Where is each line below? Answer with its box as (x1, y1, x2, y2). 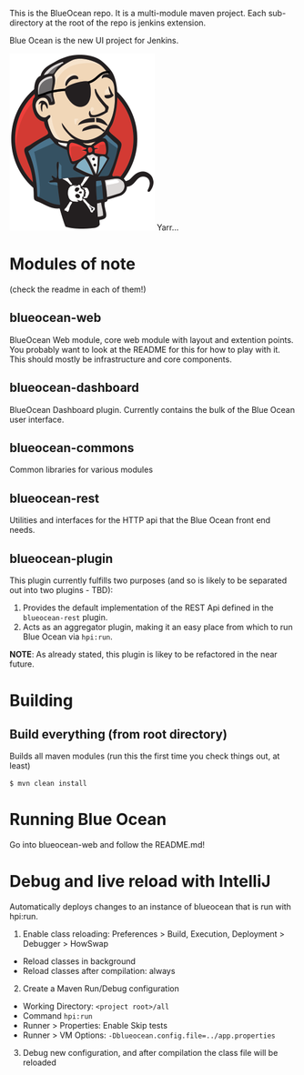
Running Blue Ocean (9, 809, 167, 830)
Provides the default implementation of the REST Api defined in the (22, 602, 274, 613)
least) (9, 760, 31, 771)
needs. (9, 525, 35, 536)
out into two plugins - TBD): (9, 585, 114, 595)
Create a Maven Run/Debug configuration (22, 982, 179, 994)
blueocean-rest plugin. (22, 612, 108, 622)
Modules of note (9, 254, 137, 275)
